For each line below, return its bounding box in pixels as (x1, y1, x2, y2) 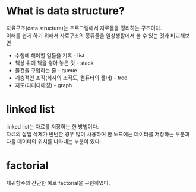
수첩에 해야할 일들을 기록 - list (14, 52, 85, 59)
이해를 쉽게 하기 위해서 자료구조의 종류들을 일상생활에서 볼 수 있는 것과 (6, 31, 169, 39)
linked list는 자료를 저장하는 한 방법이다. (6, 123, 99, 130)
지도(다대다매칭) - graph (14, 81, 72, 88)
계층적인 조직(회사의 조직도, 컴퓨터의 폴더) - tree (14, 74, 128, 81)
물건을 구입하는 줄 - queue (14, 66, 77, 73)
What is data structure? (6, 4, 125, 18)
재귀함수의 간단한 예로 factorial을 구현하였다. (6, 179, 110, 186)
